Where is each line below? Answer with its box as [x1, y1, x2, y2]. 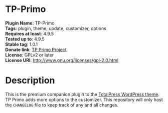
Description [5, 75, 55, 86]
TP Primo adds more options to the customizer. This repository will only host [5, 96, 163, 102]
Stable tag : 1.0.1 [5, 41, 38, 47]
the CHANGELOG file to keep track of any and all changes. [5, 101, 119, 108]
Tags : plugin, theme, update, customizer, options [5, 25, 107, 31]
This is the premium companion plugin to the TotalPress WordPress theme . [5, 91, 159, 97]
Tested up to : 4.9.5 [5, 36, 45, 42]
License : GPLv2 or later [5, 51, 54, 58]
